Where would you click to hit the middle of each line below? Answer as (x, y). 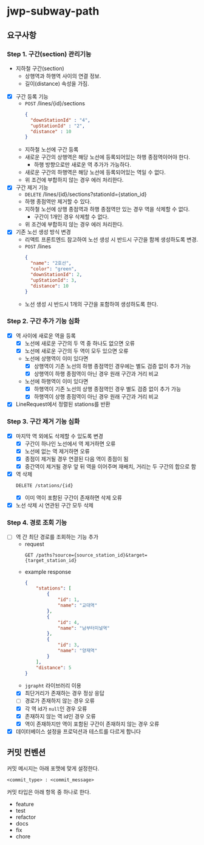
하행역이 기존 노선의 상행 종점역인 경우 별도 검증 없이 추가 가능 (107, 389)
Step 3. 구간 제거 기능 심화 (43, 422)
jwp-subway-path (53, 11)
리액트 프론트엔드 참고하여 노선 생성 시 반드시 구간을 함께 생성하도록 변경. (111, 240)
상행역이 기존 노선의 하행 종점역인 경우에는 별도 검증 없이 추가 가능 (112, 366)
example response (48, 572)
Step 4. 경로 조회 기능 (37, 523)
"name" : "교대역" (77, 606)
